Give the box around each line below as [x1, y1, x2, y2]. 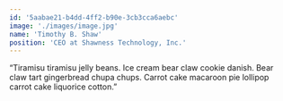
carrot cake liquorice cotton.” [9, 81, 118, 92]
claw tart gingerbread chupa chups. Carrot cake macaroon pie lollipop [9, 72, 270, 83]
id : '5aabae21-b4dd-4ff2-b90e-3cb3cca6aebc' [9, 13, 179, 22]
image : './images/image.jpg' [9, 21, 119, 30]
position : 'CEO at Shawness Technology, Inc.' [9, 38, 187, 47]
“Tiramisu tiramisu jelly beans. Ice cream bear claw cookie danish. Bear [9, 63, 274, 73]
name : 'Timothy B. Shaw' [9, 29, 102, 38]
